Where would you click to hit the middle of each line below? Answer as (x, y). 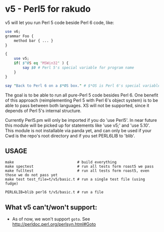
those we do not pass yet (31, 175)
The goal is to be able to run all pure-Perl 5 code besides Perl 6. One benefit (82, 95)
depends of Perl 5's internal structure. (43, 111)
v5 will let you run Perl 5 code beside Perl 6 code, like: (60, 23)
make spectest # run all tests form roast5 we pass (79, 167)
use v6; (13, 31)
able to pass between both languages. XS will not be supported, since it (77, 105)
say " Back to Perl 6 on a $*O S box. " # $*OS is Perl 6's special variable (83, 86)
